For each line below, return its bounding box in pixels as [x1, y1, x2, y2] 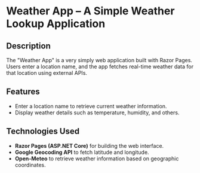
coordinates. [14, 161, 46, 168]
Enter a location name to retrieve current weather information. [14, 102, 167, 110]
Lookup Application [6, 17, 106, 31]
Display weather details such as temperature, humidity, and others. [14, 109, 180, 116]
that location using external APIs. [6, 69, 88, 76]
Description [6, 41, 51, 51]
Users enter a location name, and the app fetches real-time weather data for [6, 63, 194, 70]
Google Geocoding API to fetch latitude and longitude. [14, 148, 149, 156]
